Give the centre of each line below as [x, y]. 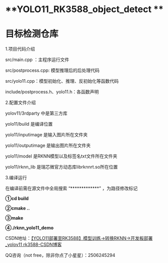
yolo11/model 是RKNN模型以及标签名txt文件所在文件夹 [61, 156]
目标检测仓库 [32, 34]
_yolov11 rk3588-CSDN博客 [34, 245]
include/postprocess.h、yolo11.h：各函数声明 [52, 92]
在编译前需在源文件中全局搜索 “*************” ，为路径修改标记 [71, 188]
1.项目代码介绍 [20, 49]
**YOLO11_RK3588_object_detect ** [85, 9]
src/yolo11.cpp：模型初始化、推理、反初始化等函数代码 [62, 81]
